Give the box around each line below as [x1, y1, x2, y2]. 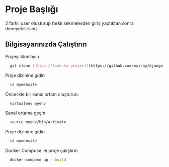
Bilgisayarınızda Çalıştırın [5, 40, 87, 49]
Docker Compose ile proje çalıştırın [5, 147, 78, 154]
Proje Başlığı [5, 4, 58, 15]
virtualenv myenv [10, 101, 46, 106]
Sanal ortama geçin [5, 110, 46, 116]
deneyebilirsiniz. [5, 25, 39, 31]
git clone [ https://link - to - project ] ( [10, 63, 92, 68]
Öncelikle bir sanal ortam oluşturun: [5, 91, 79, 97]
